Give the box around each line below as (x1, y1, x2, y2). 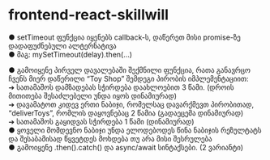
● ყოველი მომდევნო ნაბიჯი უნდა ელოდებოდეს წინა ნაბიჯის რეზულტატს (8, 125, 262, 135)
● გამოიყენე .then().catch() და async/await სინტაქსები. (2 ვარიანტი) (8, 142, 244, 152)
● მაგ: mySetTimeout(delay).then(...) (8, 49, 132, 59)
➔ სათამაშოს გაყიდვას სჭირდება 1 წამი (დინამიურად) (8, 116, 195, 126)
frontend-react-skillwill (8, 6, 169, 24)
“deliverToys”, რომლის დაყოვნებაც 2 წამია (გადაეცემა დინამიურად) (8, 107, 244, 118)
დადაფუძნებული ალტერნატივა (8, 40, 117, 50)
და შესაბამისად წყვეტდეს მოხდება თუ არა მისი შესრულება (8, 133, 212, 143)
